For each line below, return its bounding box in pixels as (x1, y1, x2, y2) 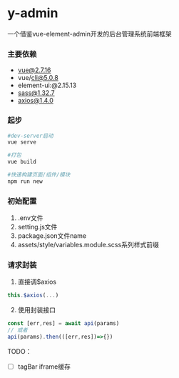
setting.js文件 (17, 223, 58, 232)
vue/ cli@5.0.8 (17, 74, 58, 82)
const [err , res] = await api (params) (7, 320, 120, 327)
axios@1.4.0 (17, 96, 53, 105)
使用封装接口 (17, 306, 56, 314)
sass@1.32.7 (17, 89, 55, 97)
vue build (7, 159, 37, 166)
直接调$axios (17, 277, 57, 287)
